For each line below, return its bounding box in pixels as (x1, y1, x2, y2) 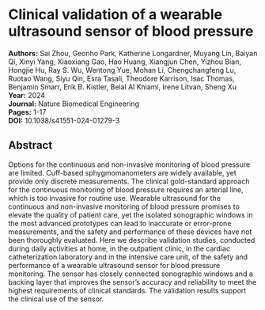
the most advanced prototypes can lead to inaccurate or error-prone (8, 218, 232, 228)
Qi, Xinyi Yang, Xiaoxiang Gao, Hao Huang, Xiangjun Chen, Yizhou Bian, (8, 57, 241, 66)
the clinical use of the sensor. (8, 294, 104, 304)
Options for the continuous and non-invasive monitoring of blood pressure (8, 160, 251, 169)
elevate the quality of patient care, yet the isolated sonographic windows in (8, 210, 253, 219)
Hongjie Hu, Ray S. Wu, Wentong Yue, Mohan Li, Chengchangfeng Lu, (8, 65, 237, 74)
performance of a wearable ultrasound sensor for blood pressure (8, 260, 221, 270)
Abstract (8, 138, 53, 152)
